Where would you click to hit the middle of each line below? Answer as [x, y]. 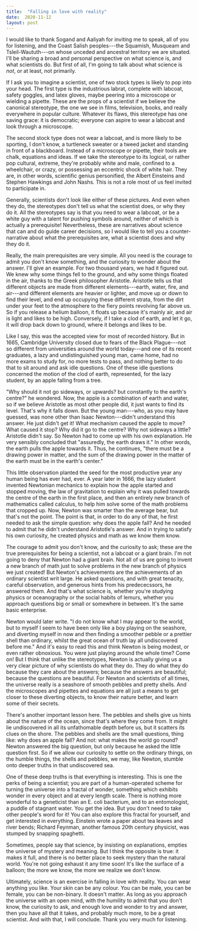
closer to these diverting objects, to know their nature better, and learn [92, 697]
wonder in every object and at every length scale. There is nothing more [94, 796]
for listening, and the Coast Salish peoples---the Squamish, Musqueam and [98, 46]
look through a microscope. [40, 127]
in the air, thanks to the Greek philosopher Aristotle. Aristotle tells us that [94, 281]
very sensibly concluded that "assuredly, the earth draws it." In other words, [99, 442]
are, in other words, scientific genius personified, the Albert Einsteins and [95, 176]
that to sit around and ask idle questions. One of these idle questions [90, 368]
